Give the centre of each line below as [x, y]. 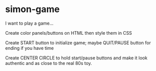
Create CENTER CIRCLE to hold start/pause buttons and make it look [76, 58]
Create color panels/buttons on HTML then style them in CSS [69, 33]
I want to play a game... [29, 23]
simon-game [32, 9]
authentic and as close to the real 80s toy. [49, 63]
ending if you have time [29, 48]
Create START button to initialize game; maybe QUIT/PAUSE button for [78, 43]
